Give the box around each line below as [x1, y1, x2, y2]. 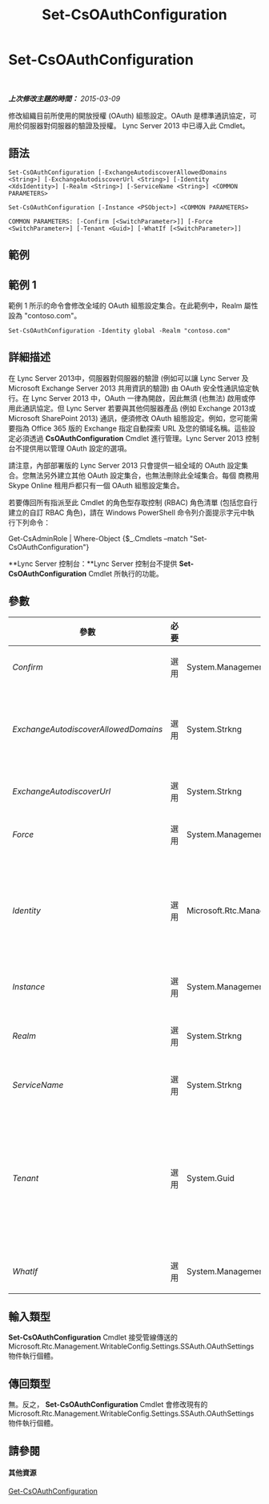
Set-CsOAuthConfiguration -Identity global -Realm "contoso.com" [8, 326, 231, 334]
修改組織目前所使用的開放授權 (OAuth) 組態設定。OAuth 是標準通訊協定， [8, 111, 251, 120]
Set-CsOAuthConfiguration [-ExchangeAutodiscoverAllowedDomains [8, 168, 227, 176]
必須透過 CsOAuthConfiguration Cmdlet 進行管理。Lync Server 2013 [14, 433, 244, 443]
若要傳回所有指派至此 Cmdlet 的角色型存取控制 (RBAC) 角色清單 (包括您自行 [8, 497, 258, 507]
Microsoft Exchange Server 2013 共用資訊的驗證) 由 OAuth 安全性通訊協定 [8, 383, 252, 393]
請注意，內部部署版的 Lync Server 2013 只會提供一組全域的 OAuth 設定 [8, 460, 242, 470]
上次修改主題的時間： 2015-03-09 [8, 94, 121, 103]
